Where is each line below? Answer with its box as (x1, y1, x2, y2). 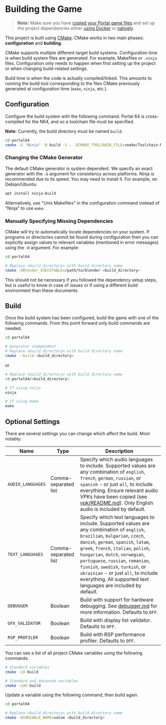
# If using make (5, 399, 39, 404)
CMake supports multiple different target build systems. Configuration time (5, 50, 158, 56)
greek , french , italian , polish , (80, 545, 151, 552)
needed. (5, 325, 22, 331)
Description (105, 447, 133, 454)
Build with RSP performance (80, 631, 146, 638)
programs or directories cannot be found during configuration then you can (5, 234, 159, 240)
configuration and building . (5, 40, 63, 46)
